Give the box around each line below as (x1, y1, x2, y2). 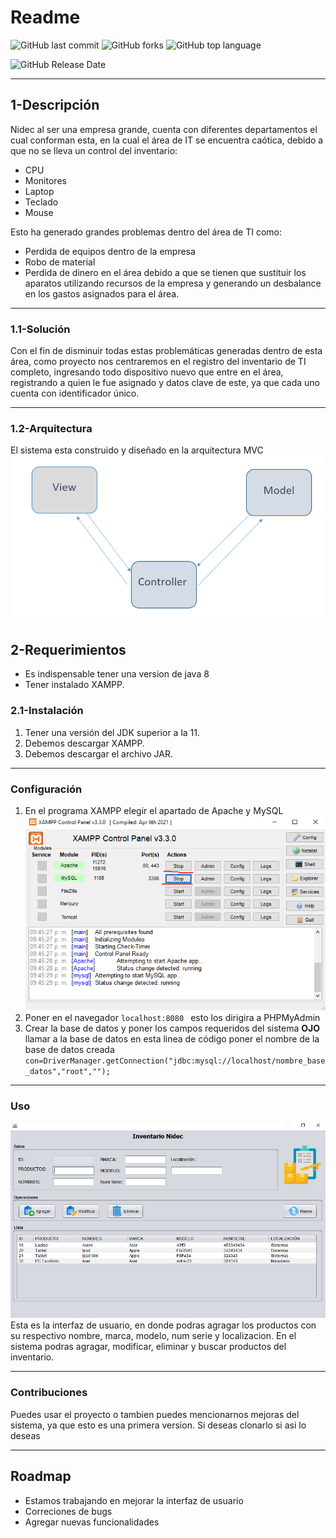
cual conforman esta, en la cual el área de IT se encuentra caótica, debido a (10, 134, 324, 146)
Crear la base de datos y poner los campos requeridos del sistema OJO (24, 1022, 320, 1035)
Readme (10, 6, 81, 29)
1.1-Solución (10, 322, 71, 336)
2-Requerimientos (10, 641, 127, 658)
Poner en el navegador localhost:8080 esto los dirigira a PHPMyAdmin (24, 1012, 321, 1024)
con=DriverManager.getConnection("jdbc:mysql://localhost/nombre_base (24, 1056, 326, 1066)
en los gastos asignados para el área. (24, 287, 180, 300)
